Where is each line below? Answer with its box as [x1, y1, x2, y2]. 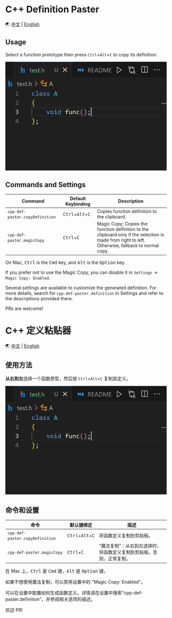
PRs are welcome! [5, 305, 44, 312]
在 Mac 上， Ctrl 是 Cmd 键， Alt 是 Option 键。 [5, 568, 109, 574]
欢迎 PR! [5, 607, 23, 613]
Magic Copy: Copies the [97, 221, 148, 227]
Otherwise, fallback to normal [97, 242, 159, 249]
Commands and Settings [5, 180, 86, 189]
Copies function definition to [97, 208, 157, 214]
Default [70, 195, 86, 202]
